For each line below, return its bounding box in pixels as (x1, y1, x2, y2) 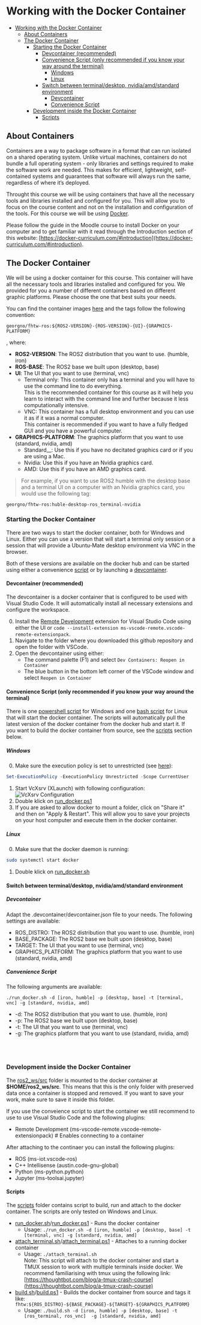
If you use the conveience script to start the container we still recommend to (6, 1107, 195, 1114)
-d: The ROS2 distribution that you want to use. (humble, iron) (14, 1010, 168, 1018)
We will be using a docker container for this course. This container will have (6, 274, 193, 281)
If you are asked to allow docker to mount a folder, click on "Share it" (14, 804, 185, 811)
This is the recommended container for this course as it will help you (23, 389, 193, 396)
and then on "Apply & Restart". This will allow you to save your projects (14, 810, 190, 817)
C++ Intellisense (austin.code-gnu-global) (14, 1161, 119, 1169)
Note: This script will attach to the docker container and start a (23, 1256, 179, 1264)
